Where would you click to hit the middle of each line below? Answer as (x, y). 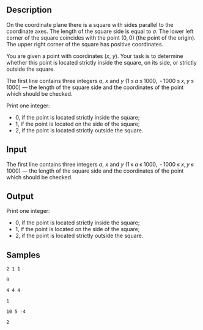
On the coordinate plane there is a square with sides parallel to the (90, 24)
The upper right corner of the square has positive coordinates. (85, 44)
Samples (24, 255)
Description (29, 10)
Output (20, 197)
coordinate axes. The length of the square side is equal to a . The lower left (100, 31)
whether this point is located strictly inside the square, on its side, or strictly (102, 62)
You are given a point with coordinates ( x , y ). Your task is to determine (95, 56)
